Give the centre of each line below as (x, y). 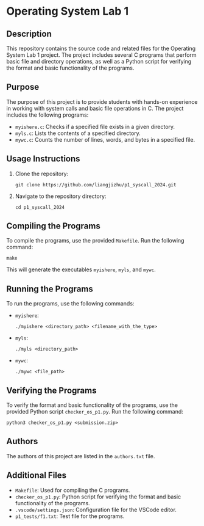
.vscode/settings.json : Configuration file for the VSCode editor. (96, 510)
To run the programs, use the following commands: (70, 304)
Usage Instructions (43, 159)
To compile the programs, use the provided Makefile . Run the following (95, 241)
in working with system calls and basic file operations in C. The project (95, 108)
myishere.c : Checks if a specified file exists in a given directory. (95, 126)
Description (29, 34)
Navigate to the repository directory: (61, 196)
